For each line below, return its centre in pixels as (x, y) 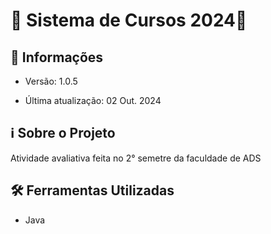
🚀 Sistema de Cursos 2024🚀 (129, 20)
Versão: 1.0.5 (51, 81)
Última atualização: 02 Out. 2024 (93, 100)
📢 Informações (57, 57)
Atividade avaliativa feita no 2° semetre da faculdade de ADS (136, 158)
